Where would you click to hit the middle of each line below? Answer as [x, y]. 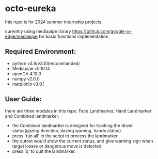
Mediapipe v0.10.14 [31, 68]
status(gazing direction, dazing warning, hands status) [66, 130]
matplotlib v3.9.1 [28, 84]
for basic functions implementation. [74, 36]
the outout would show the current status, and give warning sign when [83, 141]
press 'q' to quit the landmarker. [44, 151]
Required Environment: [41, 52]
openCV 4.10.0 [27, 74]
